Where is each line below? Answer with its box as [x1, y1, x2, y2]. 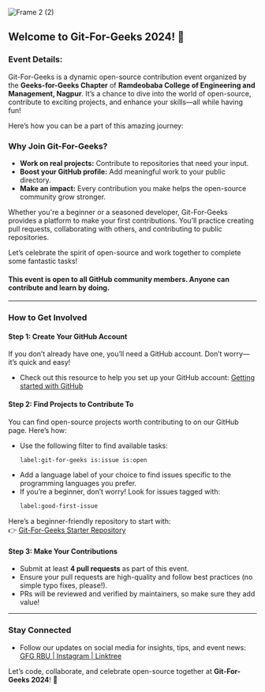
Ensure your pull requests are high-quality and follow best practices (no [19, 573, 253, 582]
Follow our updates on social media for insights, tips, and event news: [19, 642, 246, 652]
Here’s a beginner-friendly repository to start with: [8, 517, 171, 526]
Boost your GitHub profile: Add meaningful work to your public [19, 167, 226, 176]
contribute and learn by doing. [8, 283, 110, 292]
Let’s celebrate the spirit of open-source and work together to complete [8, 247, 242, 257]
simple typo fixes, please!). [19, 581, 108, 590]
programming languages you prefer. [19, 479, 136, 488]
